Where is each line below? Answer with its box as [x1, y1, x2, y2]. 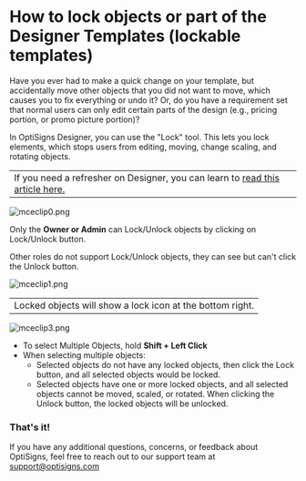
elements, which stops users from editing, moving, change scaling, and [9, 141, 278, 152]
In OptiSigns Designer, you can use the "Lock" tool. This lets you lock [9, 131, 270, 142]
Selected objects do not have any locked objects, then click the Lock [36, 359, 294, 370]
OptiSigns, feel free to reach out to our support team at [9, 451, 216, 462]
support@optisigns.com [9, 461, 100, 472]
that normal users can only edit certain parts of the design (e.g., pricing [9, 104, 278, 115]
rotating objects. [9, 150, 71, 161]
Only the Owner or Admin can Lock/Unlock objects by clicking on [9, 223, 257, 234]
